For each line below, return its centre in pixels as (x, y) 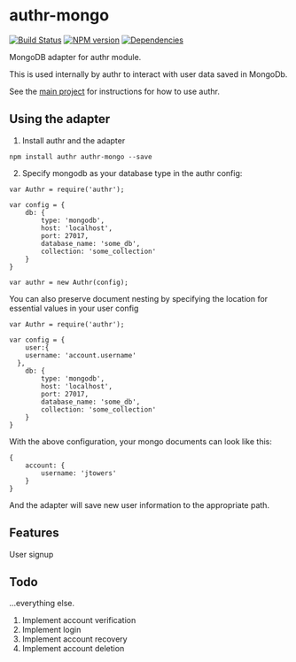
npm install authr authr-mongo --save (81, 157)
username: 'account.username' (81, 355)
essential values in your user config (74, 308)
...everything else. (42, 604)
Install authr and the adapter (74, 140)
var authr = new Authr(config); (69, 282)
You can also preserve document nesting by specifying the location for (139, 298)
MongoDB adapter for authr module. (75, 57)
